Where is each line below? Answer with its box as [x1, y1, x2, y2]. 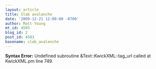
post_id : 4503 [5, 35, 35, 40]
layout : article [5, 7, 39, 12]
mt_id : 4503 [5, 26, 30, 31]
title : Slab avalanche [5, 12, 52, 17]
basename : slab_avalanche [5, 39, 59, 44]
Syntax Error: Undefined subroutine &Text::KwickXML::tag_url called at [5, 53, 151, 59]
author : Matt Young [5, 21, 46, 26]
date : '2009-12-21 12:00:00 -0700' [5, 16, 79, 21]
